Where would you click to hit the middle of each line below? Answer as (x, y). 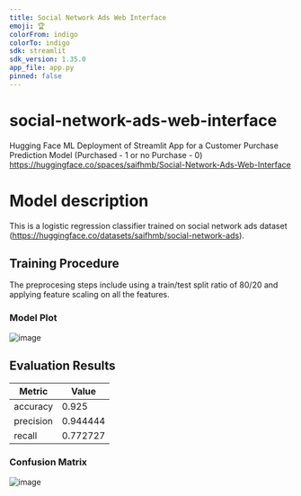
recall (26, 435)
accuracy (34, 406)
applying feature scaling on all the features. (89, 295)
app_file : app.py (42, 68)
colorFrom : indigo (44, 34)
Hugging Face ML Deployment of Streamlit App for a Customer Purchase (144, 146)
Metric (34, 391)
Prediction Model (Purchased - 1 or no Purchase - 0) (106, 155)
